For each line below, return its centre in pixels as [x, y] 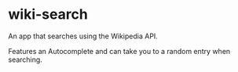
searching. [26, 59]
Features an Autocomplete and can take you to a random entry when [119, 51]
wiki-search [48, 14]
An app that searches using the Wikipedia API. [83, 36]
